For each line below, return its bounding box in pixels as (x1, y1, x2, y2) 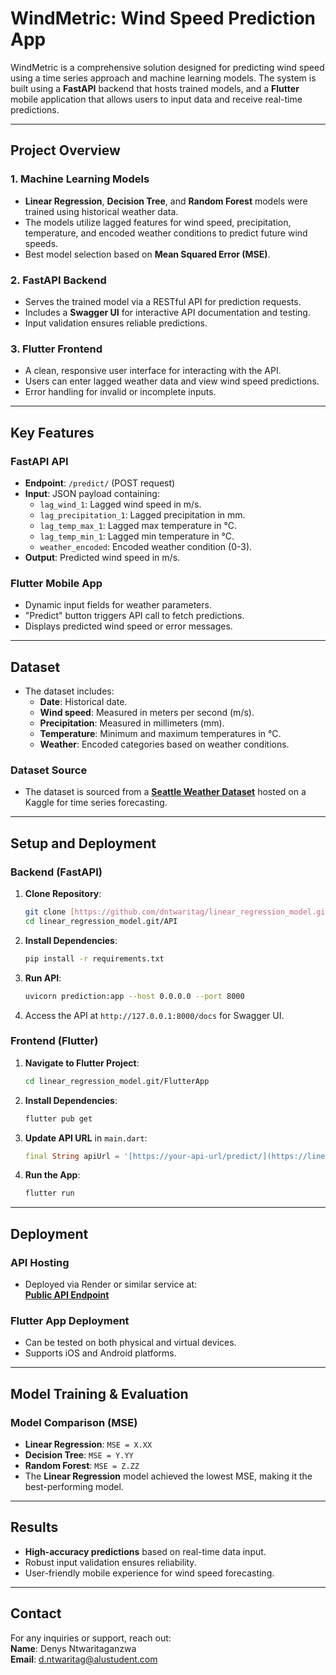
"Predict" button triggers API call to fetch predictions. (24, 610, 245, 622)
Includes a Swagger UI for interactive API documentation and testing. (24, 306, 311, 318)
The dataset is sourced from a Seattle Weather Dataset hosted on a (24, 786, 307, 798)
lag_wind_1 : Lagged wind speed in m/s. (39, 498, 202, 510)
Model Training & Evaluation (10, 1385, 189, 1402)
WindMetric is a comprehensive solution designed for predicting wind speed (10, 61, 325, 73)
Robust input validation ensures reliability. (24, 1556, 197, 1568)
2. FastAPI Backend (10, 273, 107, 287)
